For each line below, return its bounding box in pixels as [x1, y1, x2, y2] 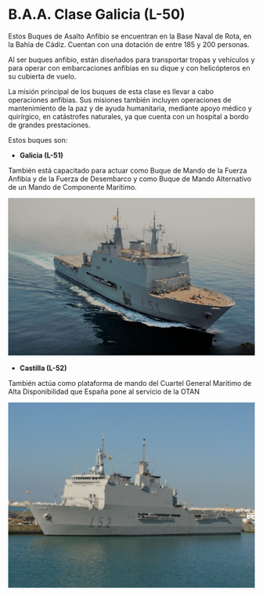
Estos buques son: [8, 135, 68, 144]
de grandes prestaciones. [8, 120, 92, 129]
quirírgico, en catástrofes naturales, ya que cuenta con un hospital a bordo [8, 111, 249, 121]
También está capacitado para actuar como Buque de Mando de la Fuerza [8, 165, 247, 175]
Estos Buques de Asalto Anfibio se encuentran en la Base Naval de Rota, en [8, 31, 252, 41]
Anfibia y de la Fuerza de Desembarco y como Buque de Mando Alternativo [8, 174, 252, 184]
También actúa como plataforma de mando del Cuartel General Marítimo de [8, 378, 252, 387]
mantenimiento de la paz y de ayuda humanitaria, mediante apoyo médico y [8, 104, 252, 113]
